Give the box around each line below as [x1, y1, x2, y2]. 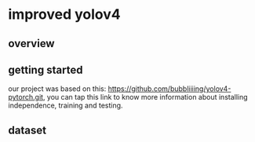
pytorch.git [8, 93, 44, 102]
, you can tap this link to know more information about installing [42, 93, 249, 102]
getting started [8, 63, 83, 76]
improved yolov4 [8, 5, 121, 24]
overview [8, 37, 55, 50]
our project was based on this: [8, 84, 107, 93]
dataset [8, 123, 47, 137]
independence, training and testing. [8, 100, 123, 111]
